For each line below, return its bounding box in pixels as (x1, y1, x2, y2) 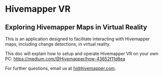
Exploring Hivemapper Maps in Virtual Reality (5, 23, 147, 31)
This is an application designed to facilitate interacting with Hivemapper (5, 36, 150, 42)
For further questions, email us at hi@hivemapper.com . (5, 65, 116, 71)
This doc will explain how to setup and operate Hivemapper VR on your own (5, 51, 159, 56)
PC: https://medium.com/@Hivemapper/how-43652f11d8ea (5, 56, 126, 62)
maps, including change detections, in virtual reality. (5, 41, 111, 47)
